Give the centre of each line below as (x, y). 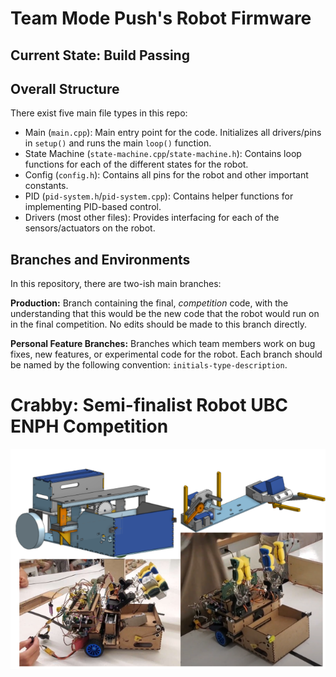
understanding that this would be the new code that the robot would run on (165, 314)
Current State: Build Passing (100, 55)
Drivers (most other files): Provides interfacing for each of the (152, 218)
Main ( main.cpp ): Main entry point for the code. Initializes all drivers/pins (173, 133)
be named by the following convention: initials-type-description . (149, 365)
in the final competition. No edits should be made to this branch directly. (159, 324)
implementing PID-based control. (93, 207)
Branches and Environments (100, 259)
